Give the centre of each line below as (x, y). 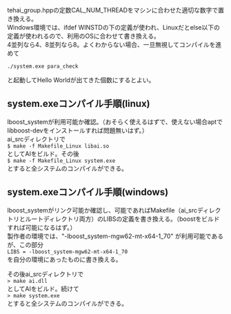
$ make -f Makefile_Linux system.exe (61, 161)
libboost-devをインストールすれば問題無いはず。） (78, 130)
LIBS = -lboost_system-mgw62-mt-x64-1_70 (68, 252)
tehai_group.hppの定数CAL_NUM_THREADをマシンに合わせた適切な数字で (113, 10)
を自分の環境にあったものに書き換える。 (64, 259)
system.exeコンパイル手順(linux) (79, 104)
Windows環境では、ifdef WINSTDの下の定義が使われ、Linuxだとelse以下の (114, 27)
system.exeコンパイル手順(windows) (88, 192)
